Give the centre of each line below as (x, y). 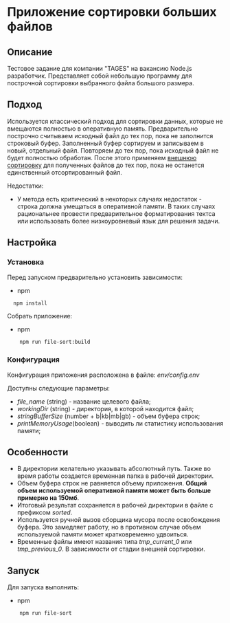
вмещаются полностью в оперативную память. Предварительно (103, 129)
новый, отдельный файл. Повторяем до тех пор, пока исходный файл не (113, 150)
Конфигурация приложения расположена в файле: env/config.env (103, 375)
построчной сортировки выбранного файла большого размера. (101, 83)
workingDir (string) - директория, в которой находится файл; (105, 408)
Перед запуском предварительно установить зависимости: (95, 277)
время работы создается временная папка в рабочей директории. (115, 476)
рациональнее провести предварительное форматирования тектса (116, 213)
